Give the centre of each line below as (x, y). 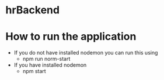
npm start (34, 71)
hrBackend (32, 10)
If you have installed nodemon (50, 65)
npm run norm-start (46, 59)
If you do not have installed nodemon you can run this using (86, 53)
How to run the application (71, 37)
